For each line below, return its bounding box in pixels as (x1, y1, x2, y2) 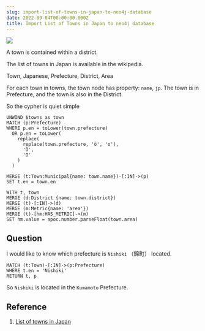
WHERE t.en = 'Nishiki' (6, 268, 67, 274)
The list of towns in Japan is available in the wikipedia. (6, 61, 144, 68)
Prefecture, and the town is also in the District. (6, 91, 124, 98)
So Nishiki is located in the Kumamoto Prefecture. (6, 284, 129, 291)
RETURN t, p (6, 273, 37, 280)
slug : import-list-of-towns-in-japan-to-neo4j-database (6, 9, 152, 15)
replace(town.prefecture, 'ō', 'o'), (22, 142, 119, 148)
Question (6, 233, 42, 243)
